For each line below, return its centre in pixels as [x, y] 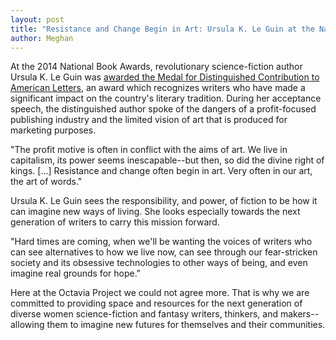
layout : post [37, 19]
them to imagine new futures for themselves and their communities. [186, 325]
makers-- [299, 314]
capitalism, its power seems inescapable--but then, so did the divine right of [167, 160]
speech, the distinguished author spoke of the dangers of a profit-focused [163, 109]
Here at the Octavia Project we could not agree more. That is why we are [160, 293]
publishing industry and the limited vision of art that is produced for [149, 120]
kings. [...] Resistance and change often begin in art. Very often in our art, [161, 171]
